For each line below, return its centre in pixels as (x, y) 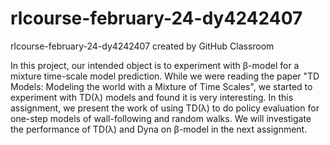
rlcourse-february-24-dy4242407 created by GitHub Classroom (142, 46)
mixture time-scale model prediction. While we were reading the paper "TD (165, 76)
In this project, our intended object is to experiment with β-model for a (155, 65)
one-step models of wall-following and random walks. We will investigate (161, 118)
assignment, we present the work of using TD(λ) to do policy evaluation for (165, 108)
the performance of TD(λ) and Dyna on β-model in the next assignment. (159, 129)
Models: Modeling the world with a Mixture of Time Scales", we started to (161, 86)
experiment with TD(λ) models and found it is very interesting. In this (152, 97)
